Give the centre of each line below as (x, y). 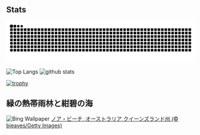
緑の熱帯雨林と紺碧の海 (49, 103)
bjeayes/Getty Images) (34, 125)
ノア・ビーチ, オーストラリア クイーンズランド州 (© (114, 119)
